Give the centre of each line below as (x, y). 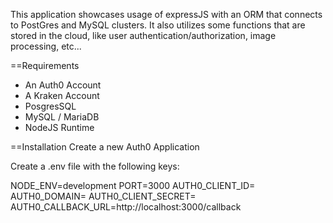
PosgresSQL (50, 106)
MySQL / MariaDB (62, 117)
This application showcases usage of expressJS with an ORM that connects (166, 14)
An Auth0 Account (63, 85)
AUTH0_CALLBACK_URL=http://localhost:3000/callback (126, 207)
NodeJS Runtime (59, 127)
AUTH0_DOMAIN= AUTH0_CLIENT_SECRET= (103, 196)
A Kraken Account (62, 95)
